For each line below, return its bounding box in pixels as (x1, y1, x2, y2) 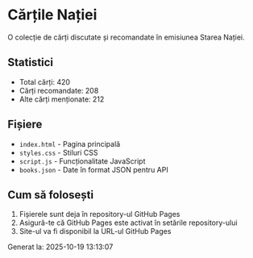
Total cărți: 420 (19, 77, 70, 86)
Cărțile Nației (7, 6, 97, 24)
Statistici (7, 56, 54, 69)
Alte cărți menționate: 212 (19, 94, 105, 104)
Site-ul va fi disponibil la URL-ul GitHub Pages (19, 227, 172, 236)
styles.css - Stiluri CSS (19, 148, 98, 157)
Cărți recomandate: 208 (19, 85, 99, 95)
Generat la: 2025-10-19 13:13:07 (7, 242, 114, 252)
